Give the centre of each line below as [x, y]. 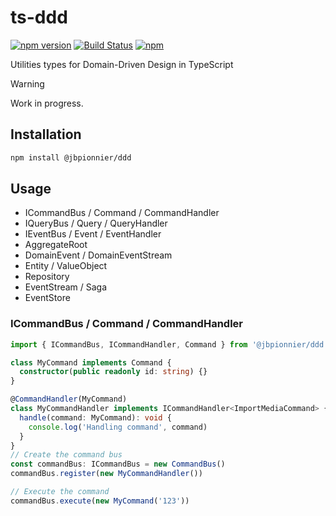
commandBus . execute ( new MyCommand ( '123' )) [100, 501]
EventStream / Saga [66, 287]
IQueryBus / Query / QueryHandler [96, 223]
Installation [46, 134]
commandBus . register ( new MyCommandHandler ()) [106, 474]
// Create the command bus [66, 455]
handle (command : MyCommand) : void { [95, 417]
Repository [47, 277]
